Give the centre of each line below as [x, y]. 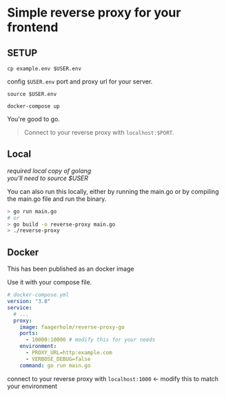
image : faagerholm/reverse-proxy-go [72, 327]
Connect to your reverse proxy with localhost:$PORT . [99, 132]
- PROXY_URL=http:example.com [69, 353]
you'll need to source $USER [48, 178]
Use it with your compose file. [50, 282]
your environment [32, 386]
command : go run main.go [55, 365]
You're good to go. [34, 119]
